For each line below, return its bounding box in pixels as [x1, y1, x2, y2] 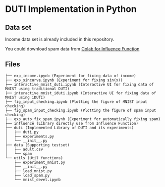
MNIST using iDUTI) [5, 95, 46, 100]
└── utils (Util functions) [5, 155, 63, 160]
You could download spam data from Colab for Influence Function [5, 46, 140, 51]
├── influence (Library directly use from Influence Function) [5, 121, 139, 126]
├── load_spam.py [14, 173, 50, 178]
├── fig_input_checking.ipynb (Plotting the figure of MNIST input [5, 99, 148, 104]
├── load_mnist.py [14, 168, 52, 174]
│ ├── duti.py [5, 130, 39, 135]
